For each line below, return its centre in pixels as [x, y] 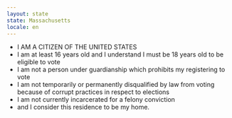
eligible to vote [39, 62]
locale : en [23, 27]
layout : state [28, 14]
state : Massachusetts [39, 20]
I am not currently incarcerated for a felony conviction [96, 100]
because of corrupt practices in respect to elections [93, 92]
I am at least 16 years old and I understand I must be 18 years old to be [120, 54]
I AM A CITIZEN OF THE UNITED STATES [77, 47]
